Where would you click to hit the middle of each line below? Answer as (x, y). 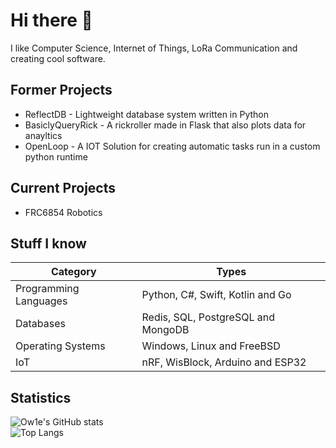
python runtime (56, 156)
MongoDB (165, 330)
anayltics (43, 135)
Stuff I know (48, 243)
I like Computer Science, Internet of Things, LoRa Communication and (154, 48)
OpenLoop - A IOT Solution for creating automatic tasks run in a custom (172, 146)
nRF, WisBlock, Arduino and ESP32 (224, 362)
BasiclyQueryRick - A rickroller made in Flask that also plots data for (165, 125)
